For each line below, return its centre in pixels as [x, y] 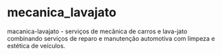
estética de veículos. [36, 45]
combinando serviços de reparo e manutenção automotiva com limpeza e [111, 38]
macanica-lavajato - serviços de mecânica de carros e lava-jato [97, 31]
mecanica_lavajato [62, 13]
